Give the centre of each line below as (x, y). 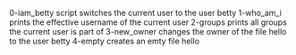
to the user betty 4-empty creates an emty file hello (104, 41)
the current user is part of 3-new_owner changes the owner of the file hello (148, 31)
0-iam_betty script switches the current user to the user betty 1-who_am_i (145, 13)
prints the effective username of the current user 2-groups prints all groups (148, 22)
